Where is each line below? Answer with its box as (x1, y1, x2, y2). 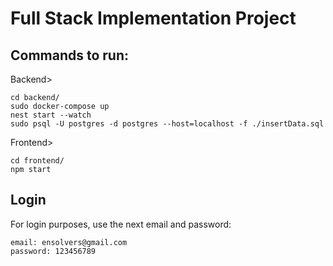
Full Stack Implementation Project (10, 7, 297, 30)
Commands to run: (10, 47, 130, 64)
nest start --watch (10, 110, 92, 120)
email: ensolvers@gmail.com (10, 237, 128, 247)
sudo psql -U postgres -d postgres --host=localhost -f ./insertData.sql (10, 119, 325, 129)
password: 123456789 (10, 246, 97, 256)
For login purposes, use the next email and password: (10, 218, 232, 230)
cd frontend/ (10, 156, 65, 166)
